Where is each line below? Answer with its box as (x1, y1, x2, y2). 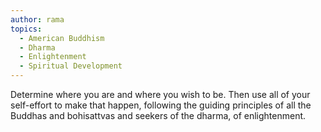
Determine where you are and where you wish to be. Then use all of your (10, 89, 311, 100)
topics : (10, 24, 43, 34)
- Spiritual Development (19, 61, 123, 71)
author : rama (10, 14, 65, 25)
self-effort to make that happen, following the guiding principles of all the (10, 99, 312, 111)
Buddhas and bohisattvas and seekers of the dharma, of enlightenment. (10, 110, 307, 121)
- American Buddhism (19, 33, 105, 43)
